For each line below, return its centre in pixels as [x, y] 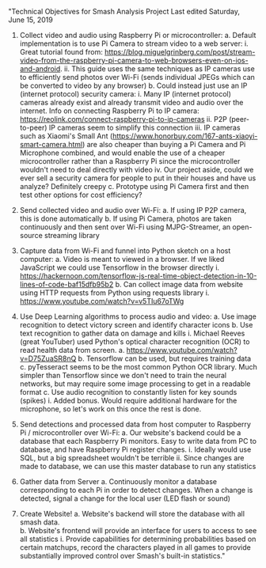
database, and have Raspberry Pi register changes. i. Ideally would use [135, 449]
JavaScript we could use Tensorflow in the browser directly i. [120, 267]
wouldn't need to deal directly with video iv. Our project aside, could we [137, 170]
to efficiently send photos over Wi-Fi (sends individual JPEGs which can [137, 77]
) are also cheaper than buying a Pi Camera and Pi [164, 144]
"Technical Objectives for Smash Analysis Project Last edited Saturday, [124, 11]
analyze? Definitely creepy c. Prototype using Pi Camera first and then [134, 186]
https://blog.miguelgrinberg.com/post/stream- [180, 52]
